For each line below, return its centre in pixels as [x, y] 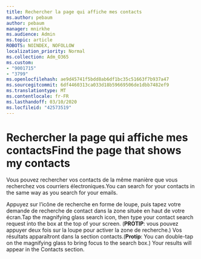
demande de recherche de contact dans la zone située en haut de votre [96, 211]
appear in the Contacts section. [45, 249]
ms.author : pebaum [29, 18]
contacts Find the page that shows [94, 150]
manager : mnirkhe [28, 29]
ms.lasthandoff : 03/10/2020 [42, 102]
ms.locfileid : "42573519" [39, 107]
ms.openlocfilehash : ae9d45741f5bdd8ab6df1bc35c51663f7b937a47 [88, 79]
